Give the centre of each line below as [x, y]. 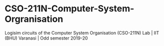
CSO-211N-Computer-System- [69, 9]
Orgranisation [34, 19]
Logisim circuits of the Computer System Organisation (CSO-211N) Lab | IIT [82, 33]
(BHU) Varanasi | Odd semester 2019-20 [46, 38]
